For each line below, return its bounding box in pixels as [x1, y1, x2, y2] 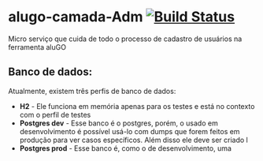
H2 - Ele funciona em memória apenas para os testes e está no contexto [19, 101, 255, 110]
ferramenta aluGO [8, 42, 67, 51]
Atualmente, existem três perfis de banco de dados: [8, 86, 176, 95]
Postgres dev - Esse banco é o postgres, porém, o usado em [19, 118, 218, 128]
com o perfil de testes [19, 110, 91, 119]
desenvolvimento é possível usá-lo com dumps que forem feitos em [19, 126, 240, 136]
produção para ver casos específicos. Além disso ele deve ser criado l [19, 135, 248, 144]
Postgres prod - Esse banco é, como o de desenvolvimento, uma [19, 143, 232, 153]
